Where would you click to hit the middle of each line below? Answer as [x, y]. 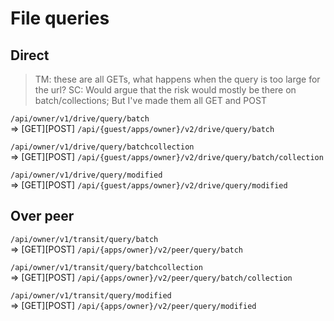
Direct [30, 55]
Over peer [42, 216]
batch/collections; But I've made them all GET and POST [150, 100]
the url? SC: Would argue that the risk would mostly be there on [165, 90]
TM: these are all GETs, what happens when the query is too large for [177, 79]
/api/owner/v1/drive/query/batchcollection [102, 147]
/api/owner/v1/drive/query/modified [86, 175]
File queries [60, 18]
